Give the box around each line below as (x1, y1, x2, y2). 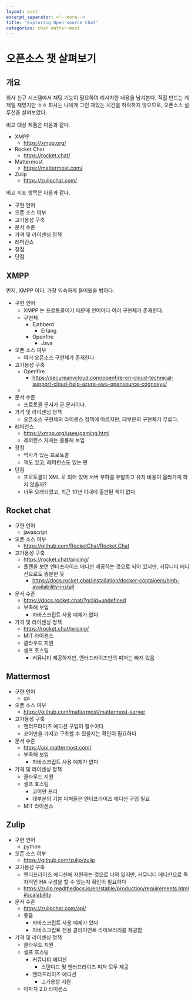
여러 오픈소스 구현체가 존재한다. (23, 354, 96, 361)
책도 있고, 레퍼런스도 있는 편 (23, 459, 88, 466)
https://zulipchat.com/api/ (23, 904, 86, 911)
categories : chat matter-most (6, 25, 80, 31)
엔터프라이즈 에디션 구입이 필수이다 (23, 722, 104, 730)
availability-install (32, 583, 75, 590)
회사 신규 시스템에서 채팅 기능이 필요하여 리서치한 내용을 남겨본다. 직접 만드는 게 (6, 94, 190, 101)
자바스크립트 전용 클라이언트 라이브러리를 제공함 (32, 926, 143, 933)
